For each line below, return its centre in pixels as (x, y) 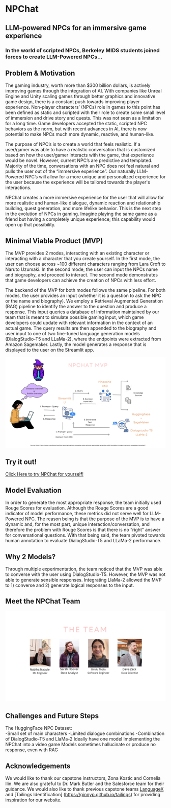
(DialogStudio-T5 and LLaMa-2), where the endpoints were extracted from (83, 339)
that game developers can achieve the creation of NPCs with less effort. (81, 280)
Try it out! (21, 462)
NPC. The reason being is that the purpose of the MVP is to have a (95, 519)
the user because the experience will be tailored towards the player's (78, 182)
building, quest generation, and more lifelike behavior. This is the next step (83, 209)
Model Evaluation (34, 490)
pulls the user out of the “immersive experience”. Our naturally (70, 171)
